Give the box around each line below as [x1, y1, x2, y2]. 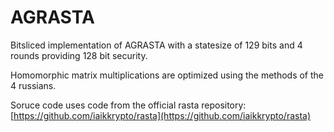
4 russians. [10, 79, 57, 91]
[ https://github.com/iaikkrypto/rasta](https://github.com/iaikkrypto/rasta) [10, 109, 312, 121]
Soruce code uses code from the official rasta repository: [10, 99, 247, 111]
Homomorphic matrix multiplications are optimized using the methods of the [10, 69, 324, 81]
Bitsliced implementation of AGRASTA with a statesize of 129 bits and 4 [10, 39, 303, 51]
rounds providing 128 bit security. [10, 49, 148, 61]
